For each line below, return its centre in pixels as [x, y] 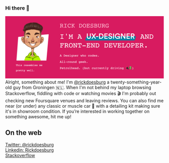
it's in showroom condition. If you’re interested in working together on [77, 111]
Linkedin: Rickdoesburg [30, 150]
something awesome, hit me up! [38, 117]
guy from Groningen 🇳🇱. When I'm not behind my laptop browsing [82, 88]
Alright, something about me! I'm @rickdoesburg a [57, 82]
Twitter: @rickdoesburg [30, 144]
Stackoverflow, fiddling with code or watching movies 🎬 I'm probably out [81, 94]
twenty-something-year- [136, 82]
